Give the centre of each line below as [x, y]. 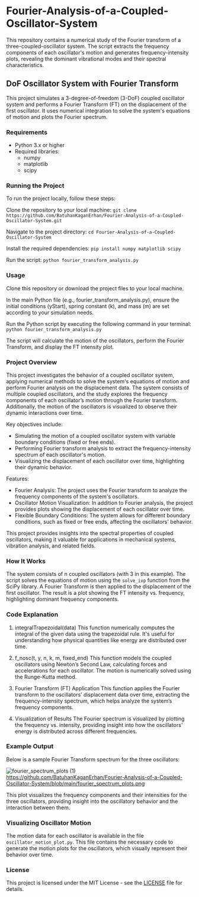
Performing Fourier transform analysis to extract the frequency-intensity [103, 448]
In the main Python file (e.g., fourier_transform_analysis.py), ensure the [93, 300]
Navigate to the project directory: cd [50, 232]
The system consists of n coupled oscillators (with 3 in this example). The [96, 574]
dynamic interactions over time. [45, 412]
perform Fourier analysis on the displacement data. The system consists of [98, 387]
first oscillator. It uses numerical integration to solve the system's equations [98, 110]
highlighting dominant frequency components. [62, 599]
